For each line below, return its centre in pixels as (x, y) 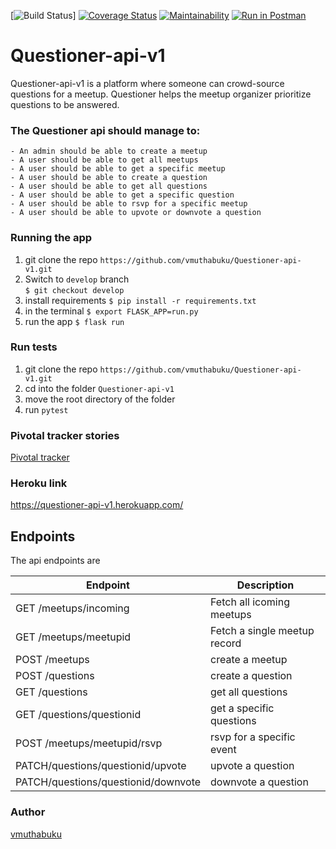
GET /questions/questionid (78, 715)
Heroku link (39, 483)
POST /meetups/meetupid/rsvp (89, 743)
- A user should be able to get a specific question (122, 195)
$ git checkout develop (74, 290)
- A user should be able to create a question (109, 178)
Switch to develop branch (77, 279)
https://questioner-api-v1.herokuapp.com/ (97, 505)
